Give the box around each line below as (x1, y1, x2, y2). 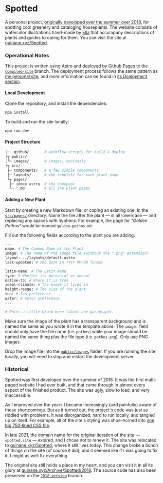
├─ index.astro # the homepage (9, 181, 75, 186)
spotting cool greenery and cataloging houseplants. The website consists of (5, 24, 158, 30)
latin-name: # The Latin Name (5, 269, 67, 274)
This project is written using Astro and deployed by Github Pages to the (5, 63, 148, 69)
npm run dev (5, 128, 29, 133)
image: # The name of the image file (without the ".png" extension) (5, 251, 149, 256)
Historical (5, 365, 29, 372)
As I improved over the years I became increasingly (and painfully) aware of (5, 402, 157, 408)
